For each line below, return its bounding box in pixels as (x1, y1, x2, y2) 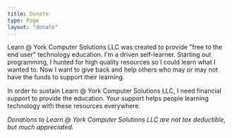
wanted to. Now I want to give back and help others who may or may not (7, 65, 219, 74)
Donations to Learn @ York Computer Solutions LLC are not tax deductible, (7, 115, 226, 124)
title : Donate (7, 10, 49, 18)
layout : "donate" (7, 23, 59, 30)
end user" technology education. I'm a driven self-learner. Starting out (7, 50, 212, 59)
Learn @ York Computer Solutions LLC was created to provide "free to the (7, 43, 223, 52)
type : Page (7, 17, 39, 24)
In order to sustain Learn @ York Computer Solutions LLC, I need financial (7, 86, 222, 96)
